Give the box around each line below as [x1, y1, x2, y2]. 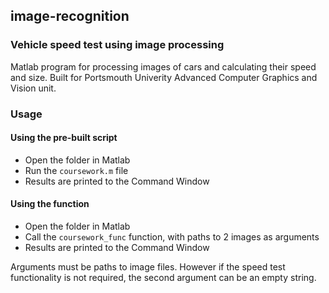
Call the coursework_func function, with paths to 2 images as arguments [24, 231, 320, 243]
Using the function [10, 198, 90, 210]
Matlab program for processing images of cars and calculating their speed [10, 60, 317, 73]
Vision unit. [10, 82, 57, 94]
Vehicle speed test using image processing [10, 38, 225, 52]
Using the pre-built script [10, 132, 118, 144]
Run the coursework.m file [24, 164, 129, 176]
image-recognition [10, 8, 130, 25]
